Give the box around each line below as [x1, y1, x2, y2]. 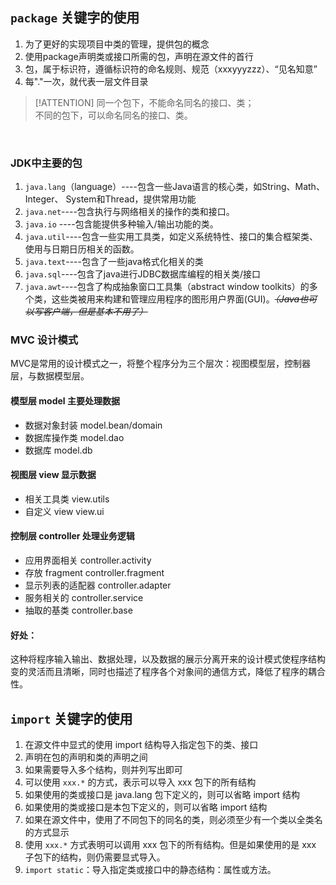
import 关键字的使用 [10, 710, 133, 727]
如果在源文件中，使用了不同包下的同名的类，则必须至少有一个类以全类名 [24, 814, 323, 826]
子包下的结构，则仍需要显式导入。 [24, 851, 166, 863]
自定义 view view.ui [24, 505, 105, 517]
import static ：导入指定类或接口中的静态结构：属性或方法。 [24, 864, 277, 876]
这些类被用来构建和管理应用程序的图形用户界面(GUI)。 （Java [51, 293, 300, 305]
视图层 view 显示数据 [10, 469, 97, 481]
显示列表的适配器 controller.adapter [24, 579, 172, 592]
